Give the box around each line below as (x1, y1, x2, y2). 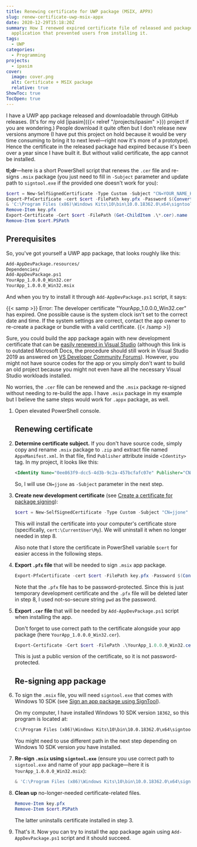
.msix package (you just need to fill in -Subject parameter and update (20, 173, 189, 180)
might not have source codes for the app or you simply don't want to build (6, 360, 185, 367)
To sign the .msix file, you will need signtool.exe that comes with (14, 692, 173, 699)
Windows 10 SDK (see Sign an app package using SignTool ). (14, 698, 161, 705)
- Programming (11, 52, 46, 58)
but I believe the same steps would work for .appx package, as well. (6, 396, 170, 403)
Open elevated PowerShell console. (14, 407, 101, 414)
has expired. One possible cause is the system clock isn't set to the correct (6, 311, 188, 318)
